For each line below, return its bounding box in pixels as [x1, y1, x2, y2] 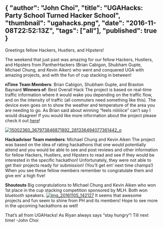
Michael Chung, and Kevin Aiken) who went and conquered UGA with [5, 67, 145, 72]
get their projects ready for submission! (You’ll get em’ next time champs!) [5, 162, 154, 168]
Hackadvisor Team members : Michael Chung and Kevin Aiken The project [5, 136, 155, 142]
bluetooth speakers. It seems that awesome [5, 192, 142, 198]
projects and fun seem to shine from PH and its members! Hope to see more [5, 197, 158, 203]
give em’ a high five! [5, 173, 46, 178]
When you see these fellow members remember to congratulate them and [5, 167, 153, 173]
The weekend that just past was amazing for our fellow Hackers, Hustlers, [5, 56, 153, 62]
